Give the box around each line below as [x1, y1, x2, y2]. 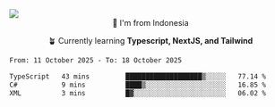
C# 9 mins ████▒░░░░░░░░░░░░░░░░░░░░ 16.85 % [9, 80, 267, 89]
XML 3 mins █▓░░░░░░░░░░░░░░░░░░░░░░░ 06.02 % [9, 88, 267, 97]
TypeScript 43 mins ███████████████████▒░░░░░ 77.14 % [9, 71, 267, 81]
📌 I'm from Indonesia [111, 18, 190, 28]
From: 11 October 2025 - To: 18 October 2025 [9, 56, 182, 65]
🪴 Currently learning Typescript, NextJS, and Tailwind [47, 36, 254, 45]
